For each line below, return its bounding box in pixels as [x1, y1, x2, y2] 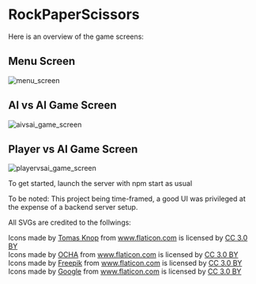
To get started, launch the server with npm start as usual [8, 179, 193, 188]
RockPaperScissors [8, 6, 140, 24]
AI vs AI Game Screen [8, 99, 117, 112]
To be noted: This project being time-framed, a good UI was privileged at [8, 194, 247, 203]
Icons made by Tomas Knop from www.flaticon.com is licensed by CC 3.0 [8, 233, 248, 243]
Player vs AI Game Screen [8, 142, 138, 156]
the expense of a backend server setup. [8, 203, 138, 212]
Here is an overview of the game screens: [8, 32, 145, 41]
